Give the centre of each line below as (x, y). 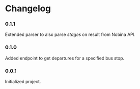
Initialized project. (23, 82)
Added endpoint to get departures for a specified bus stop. (65, 58)
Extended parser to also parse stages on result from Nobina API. (70, 34)
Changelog (28, 9)
